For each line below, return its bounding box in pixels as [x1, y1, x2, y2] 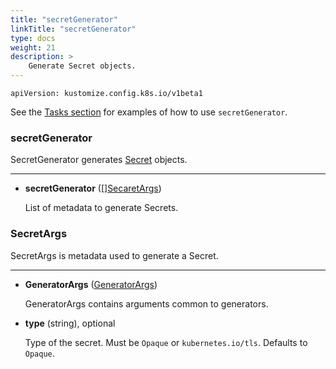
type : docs [10, 33, 56, 43]
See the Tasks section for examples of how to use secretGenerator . [10, 106, 288, 118]
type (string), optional [24, 317, 116, 329]
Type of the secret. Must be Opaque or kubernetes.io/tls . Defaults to [24, 336, 308, 348]
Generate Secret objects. [28, 61, 137, 71]
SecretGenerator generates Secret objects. [10, 154, 188, 166]
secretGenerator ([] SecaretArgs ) [24, 182, 162, 195]
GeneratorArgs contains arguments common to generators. [24, 297, 269, 310]
